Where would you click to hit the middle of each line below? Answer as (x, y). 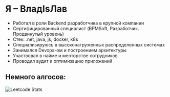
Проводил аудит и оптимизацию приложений (62, 61)
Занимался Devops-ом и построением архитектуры (70, 50)
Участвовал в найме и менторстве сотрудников (65, 55)
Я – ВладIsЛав (36, 9)
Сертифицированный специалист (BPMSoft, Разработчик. (76, 28)
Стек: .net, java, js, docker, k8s (45, 39)
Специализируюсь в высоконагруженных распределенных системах (89, 44)
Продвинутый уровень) (38, 34)
